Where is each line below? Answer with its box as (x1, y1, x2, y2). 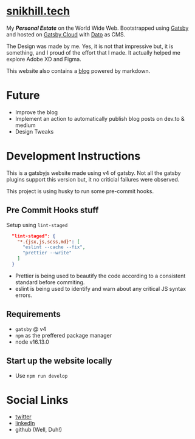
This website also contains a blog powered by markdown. (6, 67, 151, 74)
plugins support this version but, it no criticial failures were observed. (6, 175, 180, 183)
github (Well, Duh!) (15, 426, 63, 434)
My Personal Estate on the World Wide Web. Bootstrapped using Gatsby (6, 24, 189, 32)
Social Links (6, 393, 69, 407)
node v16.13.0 (15, 338, 50, 345)
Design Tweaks (15, 128, 54, 135)
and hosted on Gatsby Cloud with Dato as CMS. (6, 30, 126, 38)
